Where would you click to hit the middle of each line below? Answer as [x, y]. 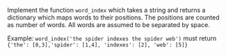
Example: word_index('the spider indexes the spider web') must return [112, 38]
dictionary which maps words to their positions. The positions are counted [114, 17]
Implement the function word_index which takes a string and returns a [106, 10]
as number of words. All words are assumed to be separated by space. [108, 25]
